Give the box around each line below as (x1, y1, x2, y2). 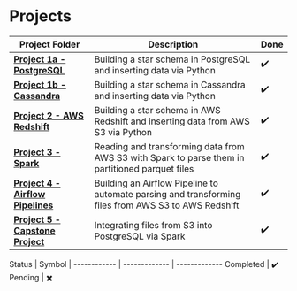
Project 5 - (13, 213, 61, 226)
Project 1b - (13, 78, 66, 90)
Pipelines (13, 199, 54, 211)
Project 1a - (13, 53, 66, 65)
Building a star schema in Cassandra (94, 78, 246, 90)
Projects (9, 6, 72, 27)
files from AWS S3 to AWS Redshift (94, 199, 240, 211)
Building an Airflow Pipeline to (94, 177, 219, 189)
